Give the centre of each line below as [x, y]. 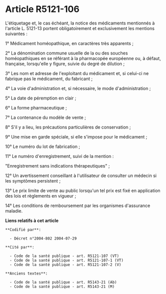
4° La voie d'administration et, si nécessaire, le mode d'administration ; [78, 88]
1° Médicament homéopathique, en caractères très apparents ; [69, 43]
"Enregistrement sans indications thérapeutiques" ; [58, 165]
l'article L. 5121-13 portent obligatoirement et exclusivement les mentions [80, 28]
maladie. [14, 210]
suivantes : [16, 33]
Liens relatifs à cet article [32, 220]
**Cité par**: [20, 247]
